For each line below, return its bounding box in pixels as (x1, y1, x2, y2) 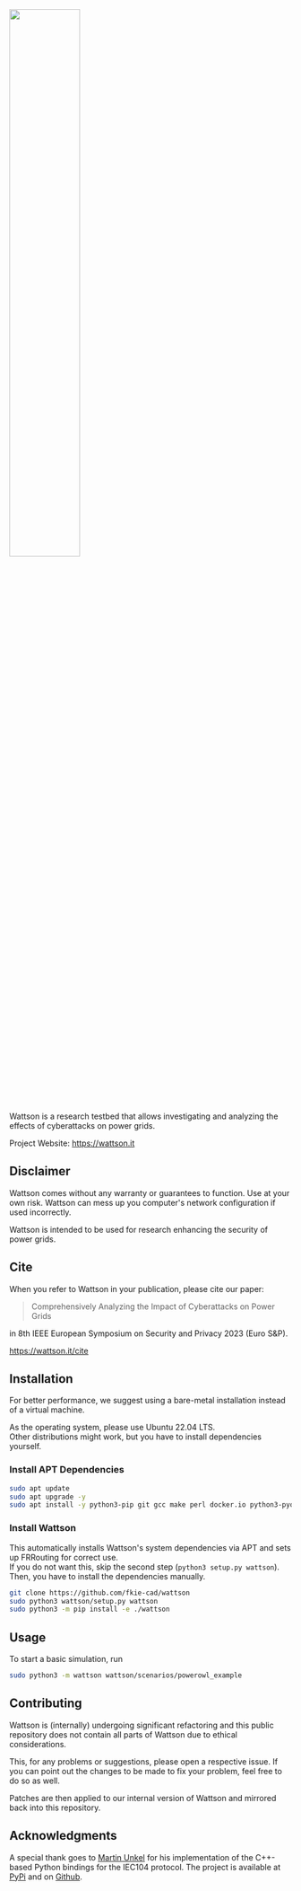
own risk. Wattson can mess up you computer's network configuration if (9, 1197, 276, 1208)
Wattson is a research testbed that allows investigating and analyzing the (9, 1111, 279, 1121)
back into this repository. (9, 1802, 101, 1813)
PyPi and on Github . (9, 1871, 82, 1882)
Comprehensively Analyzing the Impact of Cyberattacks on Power (30, 1301, 275, 1312)
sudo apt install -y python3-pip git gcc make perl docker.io (9, 1500, 246, 1509)
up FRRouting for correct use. (9, 1552, 119, 1562)
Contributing (9, 1696, 82, 1711)
